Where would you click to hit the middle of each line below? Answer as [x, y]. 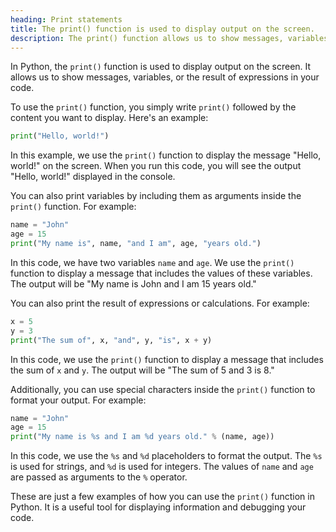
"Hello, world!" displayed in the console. [93, 177]
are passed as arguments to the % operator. [99, 477]
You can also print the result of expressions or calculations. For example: [160, 303]
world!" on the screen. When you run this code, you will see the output [156, 166]
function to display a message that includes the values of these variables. [161, 273]
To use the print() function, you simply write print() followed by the [153, 107]
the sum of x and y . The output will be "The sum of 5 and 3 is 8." [142, 370]
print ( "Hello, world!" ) [60, 136]
